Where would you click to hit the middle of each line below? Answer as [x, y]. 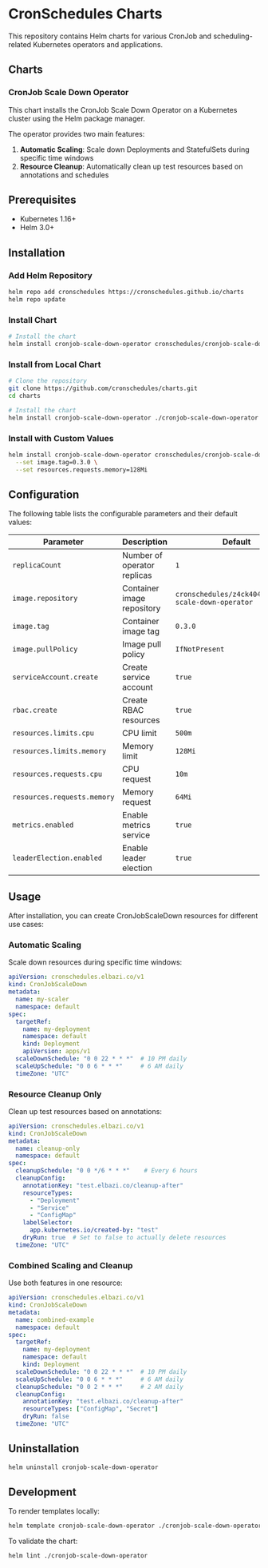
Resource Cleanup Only [55, 1094]
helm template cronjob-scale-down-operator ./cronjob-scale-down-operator [135, 1526]
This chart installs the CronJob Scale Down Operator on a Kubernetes [123, 109]
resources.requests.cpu [57, 774]
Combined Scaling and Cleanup [71, 1265]
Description [145, 542]
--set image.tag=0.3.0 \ [57, 462]
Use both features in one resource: [65, 1283]
